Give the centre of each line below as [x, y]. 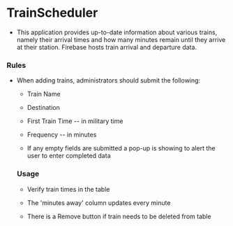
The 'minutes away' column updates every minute [99, 203]
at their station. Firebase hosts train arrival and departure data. [106, 47]
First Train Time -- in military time [75, 121]
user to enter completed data [69, 156]
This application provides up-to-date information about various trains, [117, 32]
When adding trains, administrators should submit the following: [108, 80]
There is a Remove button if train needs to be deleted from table [119, 216]
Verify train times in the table [68, 189]
